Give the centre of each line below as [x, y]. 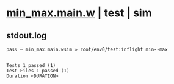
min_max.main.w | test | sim [79, 13]
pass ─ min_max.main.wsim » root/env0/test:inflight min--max [87, 49]
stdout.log [27, 36]
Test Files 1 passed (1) [38, 71]
